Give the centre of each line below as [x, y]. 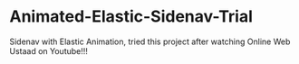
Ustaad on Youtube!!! [49, 50]
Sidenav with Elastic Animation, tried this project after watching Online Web [150, 41]
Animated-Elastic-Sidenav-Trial [131, 17]
